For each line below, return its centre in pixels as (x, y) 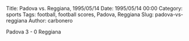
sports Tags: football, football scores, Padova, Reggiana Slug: (80, 14)
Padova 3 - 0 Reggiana (34, 32)
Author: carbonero (50, 20)
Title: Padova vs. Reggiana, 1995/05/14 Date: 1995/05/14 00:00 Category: (94, 8)
